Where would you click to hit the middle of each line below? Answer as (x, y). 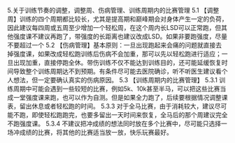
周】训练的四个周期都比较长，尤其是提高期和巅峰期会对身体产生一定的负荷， (117, 19)
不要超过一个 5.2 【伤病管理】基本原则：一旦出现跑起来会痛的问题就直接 (112, 45)
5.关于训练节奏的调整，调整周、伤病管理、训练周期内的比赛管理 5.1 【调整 (113, 10)
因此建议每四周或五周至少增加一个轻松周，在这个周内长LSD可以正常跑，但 (114, 28)
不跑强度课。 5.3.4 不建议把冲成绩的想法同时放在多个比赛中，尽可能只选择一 (117, 123)
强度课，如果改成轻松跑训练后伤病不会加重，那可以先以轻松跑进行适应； (117, 54)
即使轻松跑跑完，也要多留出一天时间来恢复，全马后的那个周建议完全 (129, 115)
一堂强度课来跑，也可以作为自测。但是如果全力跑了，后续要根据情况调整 (117, 97)
